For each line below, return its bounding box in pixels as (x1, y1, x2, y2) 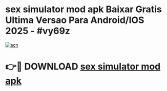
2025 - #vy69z (5, 25, 71, 37)
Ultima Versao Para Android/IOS (5, 14, 144, 26)
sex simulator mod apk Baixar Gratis (5, 4, 162, 15)
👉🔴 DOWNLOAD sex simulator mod (5, 61, 161, 72)
